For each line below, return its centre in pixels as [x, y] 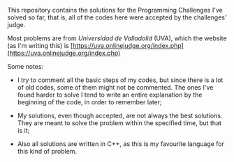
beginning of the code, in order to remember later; [89, 102]
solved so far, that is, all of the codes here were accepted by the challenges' [117, 17]
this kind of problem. [47, 151]
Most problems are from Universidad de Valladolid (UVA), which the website [117, 38]
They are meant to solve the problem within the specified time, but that [119, 123]
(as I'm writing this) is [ [40, 46]
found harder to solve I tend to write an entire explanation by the [110, 95]
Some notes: [25, 66]
